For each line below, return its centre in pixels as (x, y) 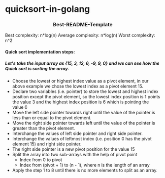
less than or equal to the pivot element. (52, 118)
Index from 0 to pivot (41, 160)
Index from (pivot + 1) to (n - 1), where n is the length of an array (85, 165)
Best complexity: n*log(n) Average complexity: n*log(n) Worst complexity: (80, 35)
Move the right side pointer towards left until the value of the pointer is (83, 123)
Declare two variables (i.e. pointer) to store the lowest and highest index (85, 91)
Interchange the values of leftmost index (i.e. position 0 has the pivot (82, 139)
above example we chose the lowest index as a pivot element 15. (78, 86)
